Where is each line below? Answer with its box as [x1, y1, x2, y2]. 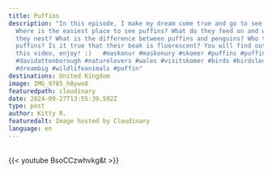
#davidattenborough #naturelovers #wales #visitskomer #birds [15, 57, 230, 65]
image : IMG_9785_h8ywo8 [8, 79, 89, 87]
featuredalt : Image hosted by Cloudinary [8, 117, 151, 125]
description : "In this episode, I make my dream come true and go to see [8, 19, 263, 27]
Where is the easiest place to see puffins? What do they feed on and [15, 27, 259, 35]
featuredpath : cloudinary [8, 86, 96, 95]
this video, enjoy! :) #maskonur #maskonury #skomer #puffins [15, 49, 237, 57]
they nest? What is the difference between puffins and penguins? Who [15, 34, 259, 43]
